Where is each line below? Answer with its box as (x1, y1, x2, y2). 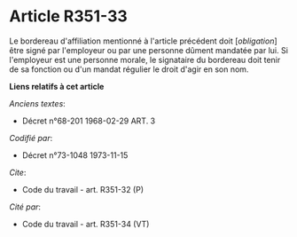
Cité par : (9, 201, 42, 212)
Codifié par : (9, 132, 53, 143)
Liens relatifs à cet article (9, 81, 105, 91)
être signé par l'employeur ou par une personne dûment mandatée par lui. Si (9, 44, 288, 55)
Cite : (9, 167, 27, 178)
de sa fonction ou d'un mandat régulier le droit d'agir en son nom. (9, 64, 249, 75)
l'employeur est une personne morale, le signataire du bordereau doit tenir (9, 54, 281, 65)
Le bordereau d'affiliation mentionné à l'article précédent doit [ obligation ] (9, 36, 277, 46)
